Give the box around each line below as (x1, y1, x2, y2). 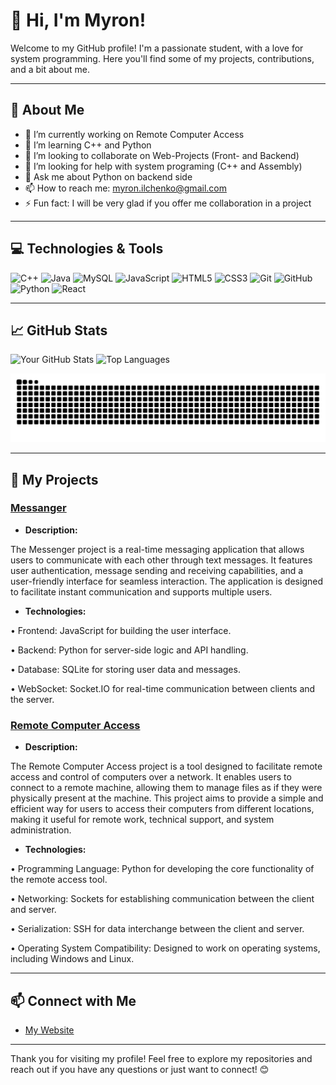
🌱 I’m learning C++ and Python (24, 139, 152, 151)
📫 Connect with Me (10, 992, 137, 1009)
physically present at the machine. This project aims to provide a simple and (10, 792, 324, 804)
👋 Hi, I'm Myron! (10, 9, 147, 32)
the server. (10, 693, 55, 705)
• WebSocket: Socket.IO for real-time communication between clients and (10, 682, 316, 694)
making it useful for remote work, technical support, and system (10, 814, 275, 826)
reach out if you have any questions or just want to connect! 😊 (10, 1063, 270, 1075)
